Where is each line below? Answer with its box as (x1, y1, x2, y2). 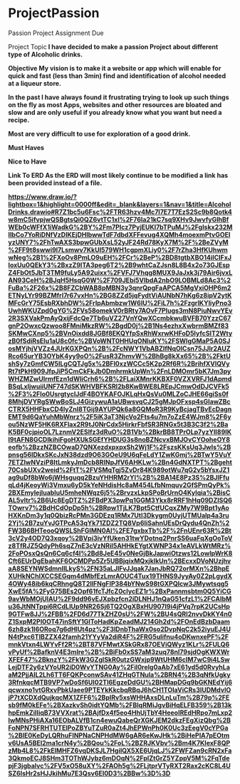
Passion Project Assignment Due (8, 29, 104, 37)
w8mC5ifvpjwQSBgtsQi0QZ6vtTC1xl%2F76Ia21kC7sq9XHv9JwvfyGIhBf (8, 215, 229, 223)
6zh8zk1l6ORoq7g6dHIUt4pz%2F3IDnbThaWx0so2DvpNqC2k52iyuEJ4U (8, 625, 231, 633)
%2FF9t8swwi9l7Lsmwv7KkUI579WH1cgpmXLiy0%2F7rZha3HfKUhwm (8, 245, 229, 254)
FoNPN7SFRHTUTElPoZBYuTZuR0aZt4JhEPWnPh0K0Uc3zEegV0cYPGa (8, 723, 229, 732)
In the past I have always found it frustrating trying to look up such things (8, 93, 230, 101)
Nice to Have (8, 157, 47, 166)
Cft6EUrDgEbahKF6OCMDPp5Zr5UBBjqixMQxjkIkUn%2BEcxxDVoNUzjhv (8, 556, 231, 565)
